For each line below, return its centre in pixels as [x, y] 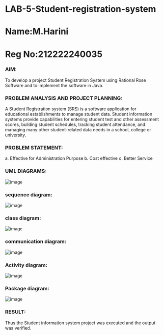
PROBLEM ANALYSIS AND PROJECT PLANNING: [64, 98]
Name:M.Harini [37, 32]
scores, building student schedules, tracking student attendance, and [75, 124]
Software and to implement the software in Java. [54, 85]
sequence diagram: [29, 194]
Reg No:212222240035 [54, 54]
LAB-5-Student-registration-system [81, 9]
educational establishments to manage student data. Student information [79, 114]
